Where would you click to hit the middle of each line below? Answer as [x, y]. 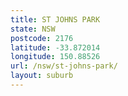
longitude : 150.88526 [55, 57]
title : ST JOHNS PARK [55, 19]
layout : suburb [42, 76]
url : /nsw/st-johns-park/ [64, 66]
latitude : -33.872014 [55, 47]
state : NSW [33, 29]
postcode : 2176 [42, 38]
